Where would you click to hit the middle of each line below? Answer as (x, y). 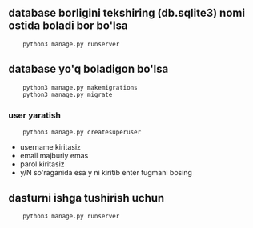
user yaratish (35, 115)
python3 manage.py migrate (68, 95)
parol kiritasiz (42, 164)
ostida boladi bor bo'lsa (68, 26)
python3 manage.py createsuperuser (82, 132)
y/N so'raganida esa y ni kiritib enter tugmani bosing (106, 173)
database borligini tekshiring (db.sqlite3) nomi (127, 13)
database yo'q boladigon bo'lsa (88, 69)
